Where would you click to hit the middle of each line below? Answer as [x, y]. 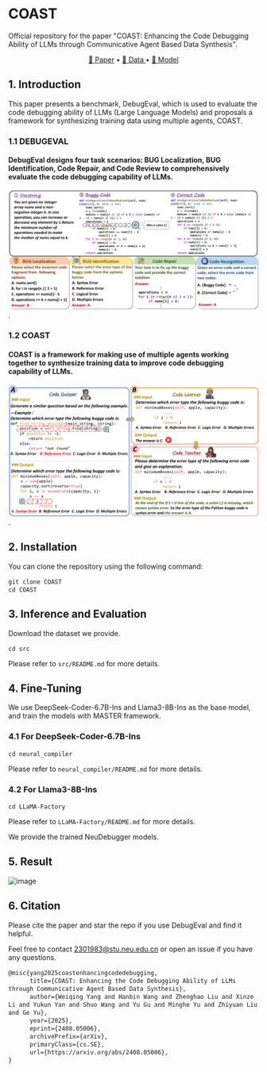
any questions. [33, 957]
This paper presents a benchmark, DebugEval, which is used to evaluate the [133, 103]
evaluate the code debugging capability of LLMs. [91, 177]
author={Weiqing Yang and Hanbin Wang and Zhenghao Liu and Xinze [141, 997]
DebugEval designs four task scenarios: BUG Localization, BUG [114, 160]
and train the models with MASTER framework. [85, 716]
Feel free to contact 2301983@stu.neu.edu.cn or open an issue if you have [130, 949]
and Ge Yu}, [28, 1012]
